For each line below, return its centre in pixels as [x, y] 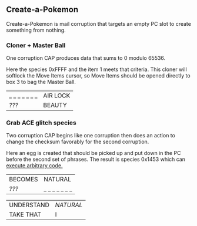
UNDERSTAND [29, 205]
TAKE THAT [25, 215]
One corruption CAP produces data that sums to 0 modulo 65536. [86, 58]
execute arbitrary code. [34, 166]
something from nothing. [36, 30]
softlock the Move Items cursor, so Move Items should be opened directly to [98, 76]
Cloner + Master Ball [36, 45]
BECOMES [24, 180]
